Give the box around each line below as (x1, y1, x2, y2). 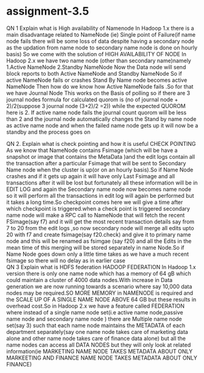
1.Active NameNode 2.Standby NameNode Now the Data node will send (6, 63, 186, 71)
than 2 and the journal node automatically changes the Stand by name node (6, 115, 197, 123)
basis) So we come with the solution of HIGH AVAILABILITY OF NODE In (6, 50, 187, 57)
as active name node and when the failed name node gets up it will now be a (6, 121, 199, 129)
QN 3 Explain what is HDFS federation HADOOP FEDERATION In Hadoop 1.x (6, 263, 196, 270)
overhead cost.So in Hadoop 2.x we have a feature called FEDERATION (6, 302, 185, 310)
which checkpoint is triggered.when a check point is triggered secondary (6, 205, 191, 212)
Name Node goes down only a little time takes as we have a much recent (6, 250, 189, 258)
